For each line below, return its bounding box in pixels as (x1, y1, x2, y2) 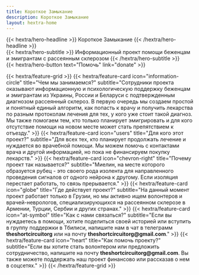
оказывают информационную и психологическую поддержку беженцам (6, 86, 191, 93)
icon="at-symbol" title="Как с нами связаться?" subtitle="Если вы (6, 211, 172, 219)
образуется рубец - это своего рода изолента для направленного (6, 167, 174, 175)
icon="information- (132, 72, 179, 80)
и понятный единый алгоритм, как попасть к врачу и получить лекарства (6, 105, 193, 112)
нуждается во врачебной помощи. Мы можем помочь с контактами (6, 142, 180, 149)
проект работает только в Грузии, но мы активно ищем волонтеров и (6, 192, 183, 200)
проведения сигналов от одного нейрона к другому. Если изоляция (6, 173, 178, 181)
